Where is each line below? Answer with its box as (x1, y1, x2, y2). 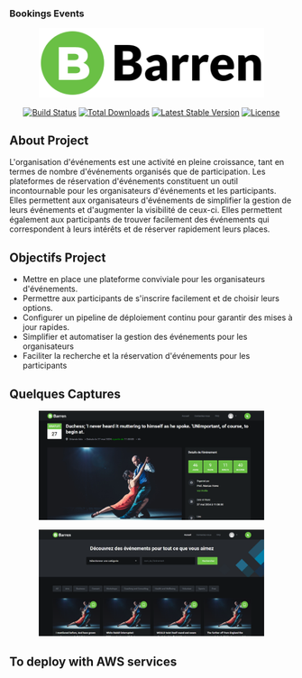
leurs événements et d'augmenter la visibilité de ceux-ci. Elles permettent (9, 205, 282, 215)
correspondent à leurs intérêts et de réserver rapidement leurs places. (9, 224, 270, 234)
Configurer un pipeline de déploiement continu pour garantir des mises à (22, 312, 293, 323)
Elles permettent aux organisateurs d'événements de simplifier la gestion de (9, 195, 292, 206)
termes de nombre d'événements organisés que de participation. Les (9, 166, 266, 178)
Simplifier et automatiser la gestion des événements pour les (22, 332, 248, 343)
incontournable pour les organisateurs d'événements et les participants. (9, 186, 277, 197)
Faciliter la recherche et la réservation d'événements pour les (22, 351, 251, 362)
